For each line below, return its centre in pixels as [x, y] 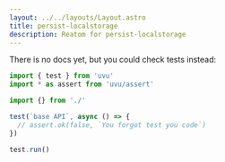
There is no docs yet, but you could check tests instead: [113, 60]
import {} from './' [48, 101]
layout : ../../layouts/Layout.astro [78, 17]
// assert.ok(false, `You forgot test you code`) [112, 125]
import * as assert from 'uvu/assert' [82, 85]
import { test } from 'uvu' [62, 76]
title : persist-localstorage [64, 26]
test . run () [30, 149]
